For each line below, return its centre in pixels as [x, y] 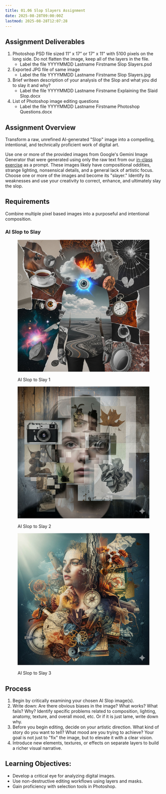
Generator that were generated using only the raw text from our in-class [79, 160]
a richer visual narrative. [37, 748]
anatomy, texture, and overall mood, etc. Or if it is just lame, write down [85, 716]
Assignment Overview [41, 128]
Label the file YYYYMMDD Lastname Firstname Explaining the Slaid [89, 91]
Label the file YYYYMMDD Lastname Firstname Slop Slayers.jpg [85, 75]
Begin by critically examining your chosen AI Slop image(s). [73, 701]
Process [18, 689]
